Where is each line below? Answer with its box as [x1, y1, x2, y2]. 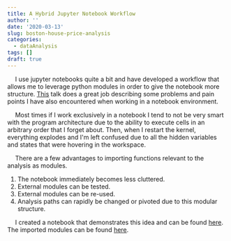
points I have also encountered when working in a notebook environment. [7, 97, 218, 105]
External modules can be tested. [17, 182, 111, 191]
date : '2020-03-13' [7, 23, 64, 30]
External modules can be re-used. [17, 189, 116, 198]
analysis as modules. [7, 161, 68, 170]
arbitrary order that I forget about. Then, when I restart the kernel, [7, 125, 197, 133]
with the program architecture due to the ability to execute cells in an [7, 118, 205, 126]
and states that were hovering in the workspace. [7, 140, 147, 149]
